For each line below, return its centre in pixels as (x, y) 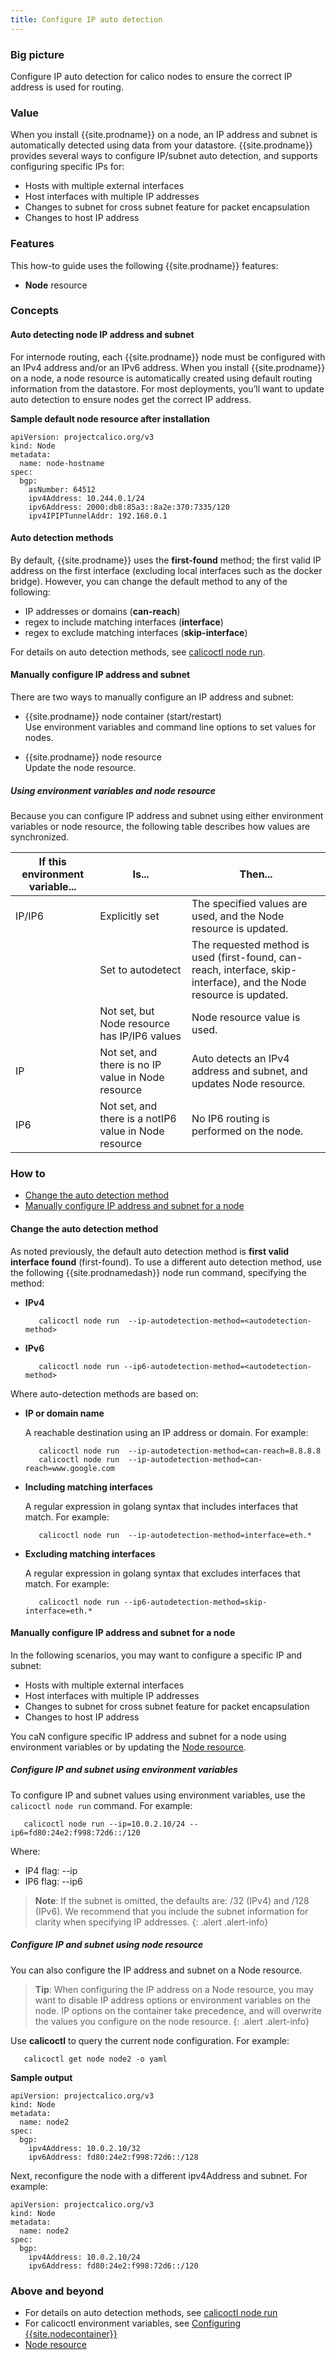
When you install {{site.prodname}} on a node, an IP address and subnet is (164, 135)
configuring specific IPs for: (67, 167)
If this (52, 862)
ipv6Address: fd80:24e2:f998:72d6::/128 (113, 2157)
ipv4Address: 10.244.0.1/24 (86, 498)
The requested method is (250, 945)
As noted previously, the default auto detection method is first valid (150, 1251)
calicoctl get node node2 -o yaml (95, 2059)
